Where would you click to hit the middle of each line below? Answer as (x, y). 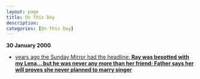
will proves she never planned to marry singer (73, 70)
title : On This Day (31, 17)
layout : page (23, 12)
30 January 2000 (29, 45)
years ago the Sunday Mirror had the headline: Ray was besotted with (102, 57)
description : (23, 23)
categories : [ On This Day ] (40, 28)
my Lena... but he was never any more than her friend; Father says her (104, 63)
